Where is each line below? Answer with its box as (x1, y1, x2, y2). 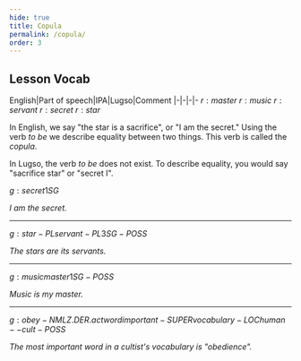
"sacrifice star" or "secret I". (9, 168, 114, 179)
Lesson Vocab (9, 71, 91, 86)
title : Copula (9, 21, 63, 30)
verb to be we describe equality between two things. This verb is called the (9, 132, 288, 142)
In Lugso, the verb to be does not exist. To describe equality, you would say (9, 159, 288, 169)
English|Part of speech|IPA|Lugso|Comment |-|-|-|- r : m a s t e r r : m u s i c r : (9, 95, 282, 106)
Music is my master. (9, 288, 83, 300)
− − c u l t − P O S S (9, 324, 66, 335)
